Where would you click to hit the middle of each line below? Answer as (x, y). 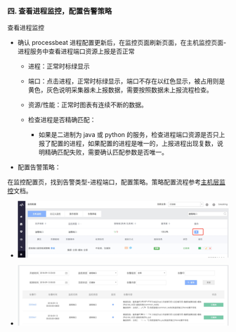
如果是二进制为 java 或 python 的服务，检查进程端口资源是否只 (129, 135)
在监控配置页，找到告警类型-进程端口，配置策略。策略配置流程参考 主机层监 (117, 182)
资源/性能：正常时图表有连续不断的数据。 (87, 105)
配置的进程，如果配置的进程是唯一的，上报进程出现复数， (134, 144)
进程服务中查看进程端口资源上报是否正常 (76, 51)
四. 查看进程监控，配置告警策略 (60, 11)
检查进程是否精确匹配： (62, 120)
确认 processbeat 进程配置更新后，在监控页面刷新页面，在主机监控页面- (122, 43)
